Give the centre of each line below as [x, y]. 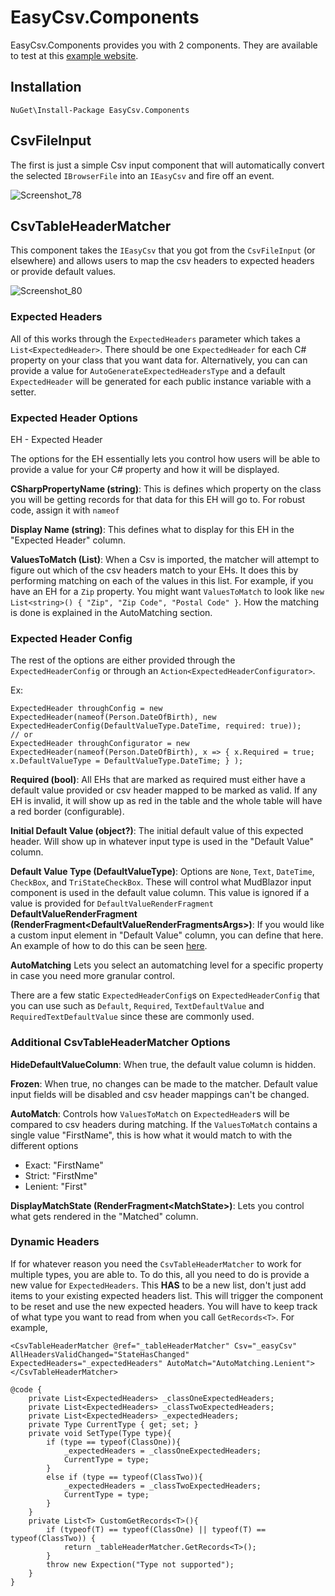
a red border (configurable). [67, 812]
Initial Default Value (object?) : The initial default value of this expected [157, 831]
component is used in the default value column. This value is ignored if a [160, 893]
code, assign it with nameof [65, 510]
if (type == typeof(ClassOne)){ [114, 1442]
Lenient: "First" [56, 1186]
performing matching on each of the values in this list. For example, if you [162, 580]
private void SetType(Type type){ [100, 1433]
